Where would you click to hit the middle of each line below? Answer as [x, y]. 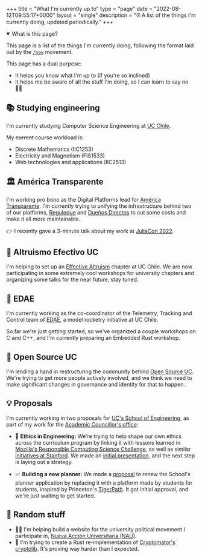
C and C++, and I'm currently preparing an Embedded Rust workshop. [93, 338]
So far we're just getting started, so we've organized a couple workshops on [101, 331]
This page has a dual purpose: [44, 64]
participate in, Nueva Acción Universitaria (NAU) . [76, 536]
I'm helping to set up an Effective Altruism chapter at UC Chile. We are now [99, 267]
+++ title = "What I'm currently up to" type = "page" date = [79, 9]
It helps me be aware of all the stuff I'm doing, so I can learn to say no [102, 82]
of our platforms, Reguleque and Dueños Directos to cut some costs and [96, 212]
